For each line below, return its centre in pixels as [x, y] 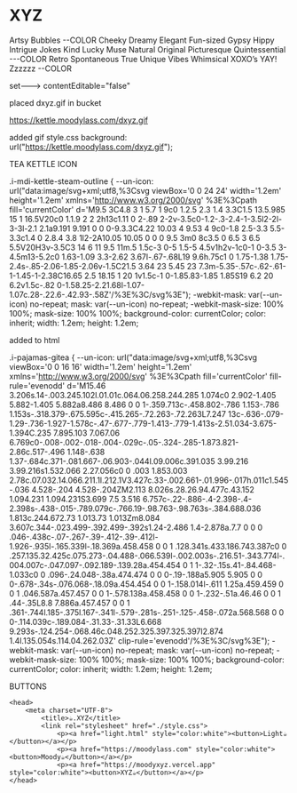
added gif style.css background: [68, 137]
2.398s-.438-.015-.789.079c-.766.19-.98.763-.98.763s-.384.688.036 [135, 509]
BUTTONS [28, 686]
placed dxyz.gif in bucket [55, 102]
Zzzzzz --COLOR [41, 68]
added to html [35, 340]
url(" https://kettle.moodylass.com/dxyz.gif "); [91, 147]
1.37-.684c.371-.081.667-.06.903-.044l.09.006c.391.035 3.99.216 [129, 461]
